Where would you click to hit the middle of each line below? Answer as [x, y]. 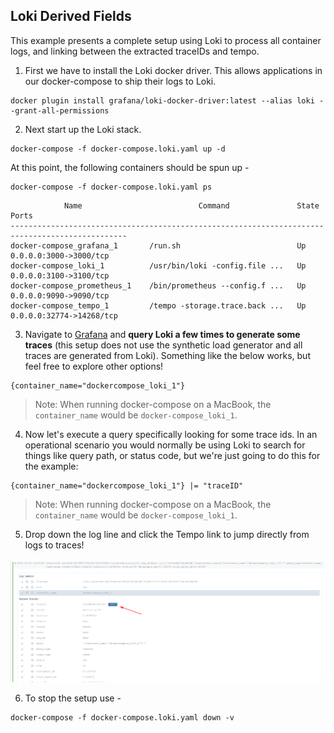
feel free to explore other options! [94, 366]
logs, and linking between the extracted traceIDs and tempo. [135, 51]
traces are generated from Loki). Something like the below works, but [167, 355]
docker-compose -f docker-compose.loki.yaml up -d [118, 149]
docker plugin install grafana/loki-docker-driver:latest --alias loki [162, 100]
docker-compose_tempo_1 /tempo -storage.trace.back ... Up [158, 305]
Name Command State [191, 205]
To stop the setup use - [73, 698]
